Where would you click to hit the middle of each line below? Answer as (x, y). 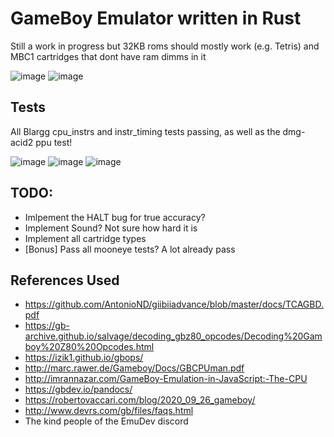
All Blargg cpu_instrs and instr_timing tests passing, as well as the (145, 131)
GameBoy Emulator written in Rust (156, 18)
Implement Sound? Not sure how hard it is (111, 228)
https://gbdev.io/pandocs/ (78, 389)
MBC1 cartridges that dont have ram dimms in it (108, 56)
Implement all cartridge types (85, 238)
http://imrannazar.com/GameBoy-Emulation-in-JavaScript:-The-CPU (166, 379)
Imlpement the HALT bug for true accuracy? (115, 217)
